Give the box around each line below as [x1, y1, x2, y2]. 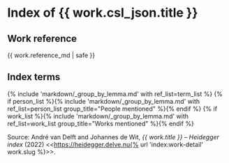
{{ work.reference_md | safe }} [7, 51, 96, 59]
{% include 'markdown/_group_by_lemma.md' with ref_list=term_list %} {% [7, 89, 223, 98]
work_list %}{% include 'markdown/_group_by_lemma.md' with [7, 111, 189, 120]
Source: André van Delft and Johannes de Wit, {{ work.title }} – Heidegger [7, 132, 220, 141]
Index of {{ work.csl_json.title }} [7, 5, 198, 21]
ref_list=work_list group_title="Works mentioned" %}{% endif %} [7, 119, 194, 127]
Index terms [7, 71, 61, 83]
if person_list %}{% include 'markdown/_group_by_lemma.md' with [7, 97, 200, 105]
